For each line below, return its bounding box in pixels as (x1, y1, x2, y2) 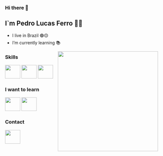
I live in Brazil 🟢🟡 (12, 32, 49, 38)
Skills (5, 53, 18, 60)
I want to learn (5, 86, 40, 93)
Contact (5, 119, 25, 125)
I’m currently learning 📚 (12, 40, 61, 46)
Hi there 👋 (5, 4, 29, 11)
